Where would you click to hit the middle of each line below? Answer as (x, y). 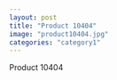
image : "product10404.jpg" (59, 34)
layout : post (33, 17)
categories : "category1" (55, 42)
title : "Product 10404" (53, 26)
